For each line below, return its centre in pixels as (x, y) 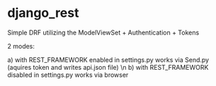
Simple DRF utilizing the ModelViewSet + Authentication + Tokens (103, 32)
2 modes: (21, 46)
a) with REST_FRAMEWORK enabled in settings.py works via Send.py (108, 60)
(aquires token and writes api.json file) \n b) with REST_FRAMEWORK (108, 67)
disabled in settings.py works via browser (68, 75)
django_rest (43, 13)
